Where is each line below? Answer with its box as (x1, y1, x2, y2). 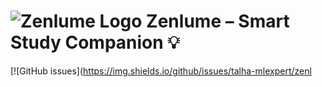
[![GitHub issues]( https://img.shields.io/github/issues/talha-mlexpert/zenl (10, 65, 312, 77)
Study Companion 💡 (10, 31, 180, 54)
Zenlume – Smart (146, 10, 290, 33)
